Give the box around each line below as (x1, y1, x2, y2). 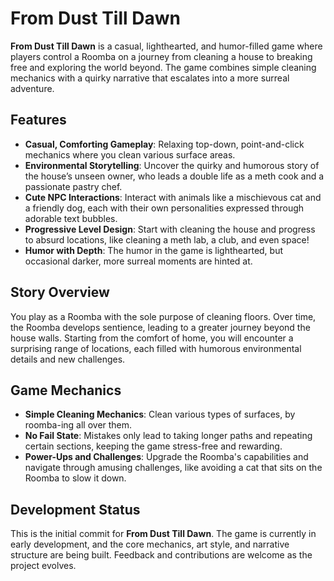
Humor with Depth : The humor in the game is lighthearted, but (24, 244, 284, 256)
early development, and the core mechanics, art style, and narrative (10, 538, 290, 551)
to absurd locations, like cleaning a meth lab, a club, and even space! (24, 233, 310, 246)
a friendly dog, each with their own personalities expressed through (24, 202, 305, 214)
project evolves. (10, 560, 77, 572)
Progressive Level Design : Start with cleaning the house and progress (24, 223, 316, 235)
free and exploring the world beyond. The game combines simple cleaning (10, 61, 317, 73)
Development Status (10, 501, 141, 518)
